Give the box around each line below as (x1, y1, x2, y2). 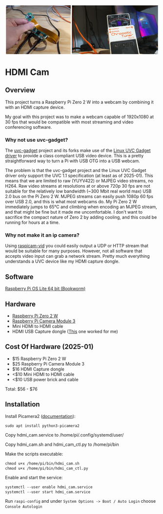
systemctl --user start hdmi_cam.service (5, 490, 91, 494)
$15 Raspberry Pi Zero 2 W (12, 356, 66, 362)
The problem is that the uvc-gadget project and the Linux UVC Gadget (5, 168, 146, 173)
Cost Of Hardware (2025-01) (5, 343, 94, 351)
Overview (5, 86, 36, 95)
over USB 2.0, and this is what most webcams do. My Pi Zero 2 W (5, 199, 137, 205)
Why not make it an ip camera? (5, 231, 80, 238)
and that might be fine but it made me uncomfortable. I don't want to (5, 209, 143, 215)
